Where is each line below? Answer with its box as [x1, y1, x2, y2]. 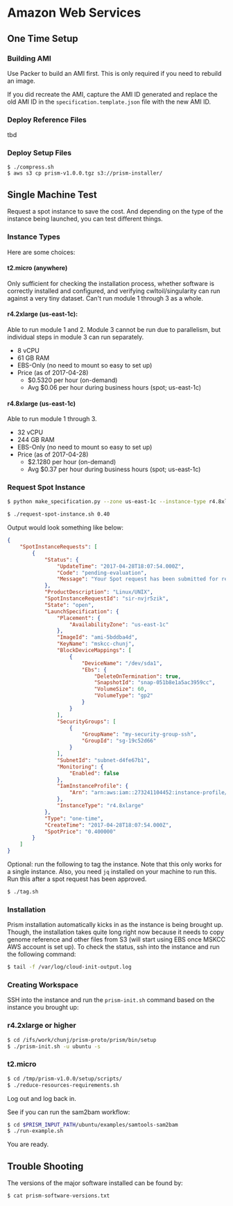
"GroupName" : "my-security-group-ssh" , [81, 731, 197, 738]
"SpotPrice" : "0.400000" [44, 828, 116, 835]
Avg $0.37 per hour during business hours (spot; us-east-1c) [27, 465, 201, 474]
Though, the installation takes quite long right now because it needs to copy [7, 928, 224, 937]
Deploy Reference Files [7, 115, 87, 125]
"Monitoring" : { [56, 763, 104, 770]
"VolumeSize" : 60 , [94, 685, 148, 693]
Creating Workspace [7, 980, 78, 990]
